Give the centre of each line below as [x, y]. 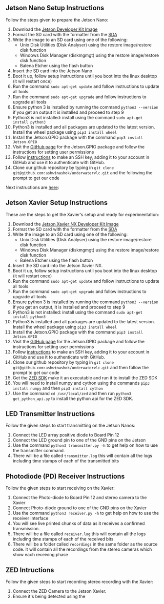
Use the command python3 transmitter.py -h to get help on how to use [85, 445]
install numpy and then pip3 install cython [58, 388]
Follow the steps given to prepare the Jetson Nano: [57, 20]
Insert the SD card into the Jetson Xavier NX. [58, 265]
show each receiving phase [40, 555]
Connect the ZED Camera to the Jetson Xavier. [60, 591]
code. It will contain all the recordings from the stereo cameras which [82, 549]
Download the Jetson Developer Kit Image [55, 29]
